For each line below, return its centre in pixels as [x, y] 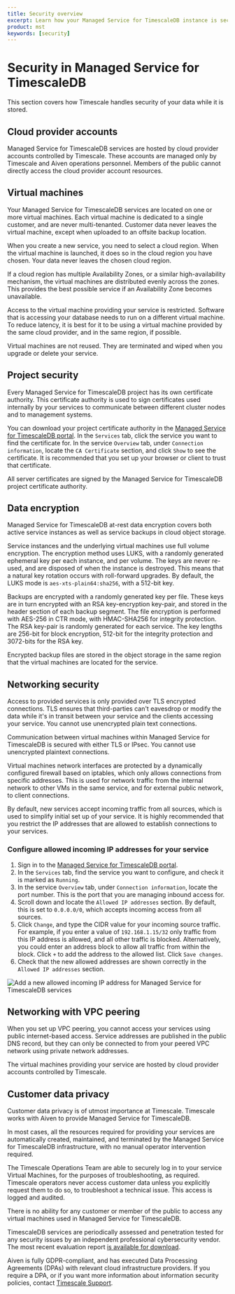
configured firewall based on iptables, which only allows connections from [114, 773]
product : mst [26, 27]
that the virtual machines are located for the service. [83, 662]
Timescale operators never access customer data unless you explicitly [109, 1183]
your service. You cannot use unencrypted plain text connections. [102, 724]
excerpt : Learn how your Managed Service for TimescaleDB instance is [112, 20]
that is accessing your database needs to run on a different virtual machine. [116, 317]
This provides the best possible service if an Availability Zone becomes [109, 288]
